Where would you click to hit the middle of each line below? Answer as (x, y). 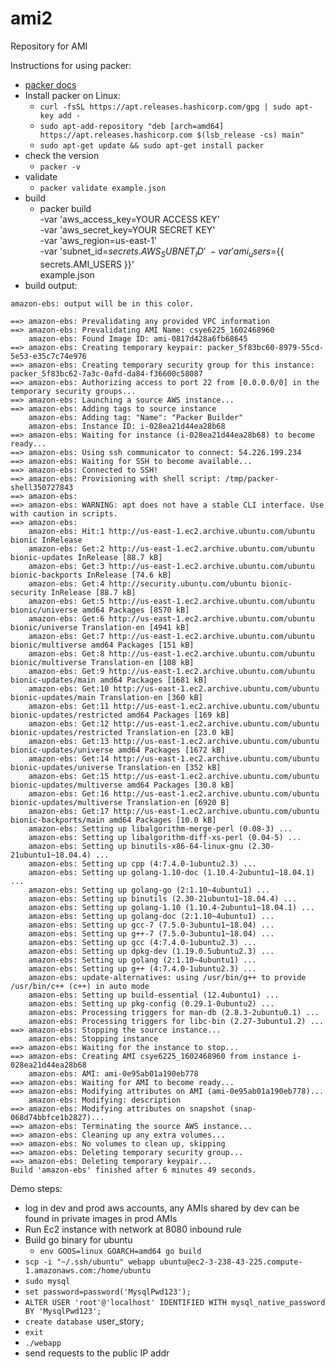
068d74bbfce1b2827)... (57, 1117)
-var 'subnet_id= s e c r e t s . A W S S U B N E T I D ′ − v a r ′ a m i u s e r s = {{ (162, 252)
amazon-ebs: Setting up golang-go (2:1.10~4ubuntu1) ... (149, 890)
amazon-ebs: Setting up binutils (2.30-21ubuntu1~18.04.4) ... (163, 898)
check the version (62, 155)
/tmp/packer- (252, 478)
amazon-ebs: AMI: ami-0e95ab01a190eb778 (113, 1073)
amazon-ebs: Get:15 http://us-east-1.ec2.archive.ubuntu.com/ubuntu (174, 776)
